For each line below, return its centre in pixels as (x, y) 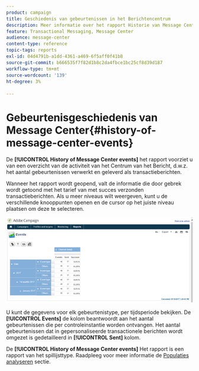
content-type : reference (37, 44)
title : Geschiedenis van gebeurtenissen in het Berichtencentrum (88, 19)
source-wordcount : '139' (37, 75)
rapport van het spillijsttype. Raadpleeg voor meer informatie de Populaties (98, 355)
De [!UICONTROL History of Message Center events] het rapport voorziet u (99, 160)
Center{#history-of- (105, 130)
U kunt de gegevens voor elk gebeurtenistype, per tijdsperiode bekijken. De (99, 312)
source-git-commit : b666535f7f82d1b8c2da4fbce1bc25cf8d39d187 (84, 62)
